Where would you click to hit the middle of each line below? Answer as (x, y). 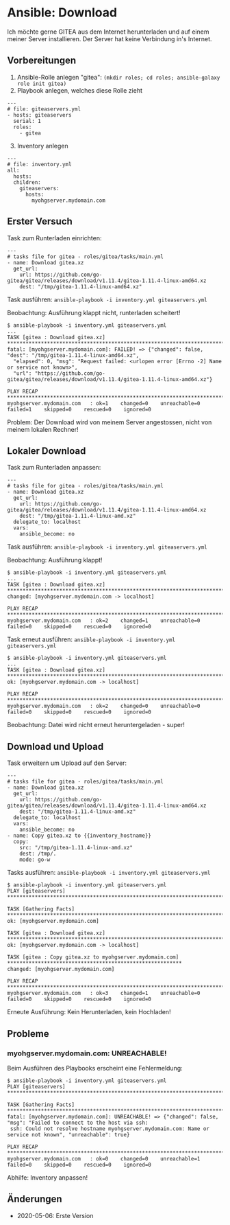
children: (27, 182)
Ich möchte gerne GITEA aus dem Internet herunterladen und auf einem (108, 32)
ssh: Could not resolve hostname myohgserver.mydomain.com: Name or (110, 1129)
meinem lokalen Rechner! (43, 429)
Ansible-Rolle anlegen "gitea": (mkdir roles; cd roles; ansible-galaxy (118, 77)
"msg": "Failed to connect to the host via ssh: (78, 1123)
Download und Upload (55, 746)
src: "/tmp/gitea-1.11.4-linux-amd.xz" (76, 848)
